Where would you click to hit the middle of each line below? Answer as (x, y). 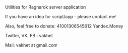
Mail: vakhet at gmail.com (32, 45)
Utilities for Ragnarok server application (46, 7)
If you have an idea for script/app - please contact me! (61, 16)
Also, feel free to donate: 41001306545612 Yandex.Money (64, 26)
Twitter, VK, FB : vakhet (29, 36)
